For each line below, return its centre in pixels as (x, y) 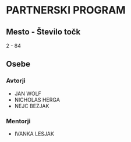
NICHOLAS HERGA (37, 99)
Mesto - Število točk (43, 32)
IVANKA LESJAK (34, 134)
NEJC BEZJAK (32, 106)
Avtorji (16, 81)
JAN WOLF (28, 93)
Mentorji (18, 121)
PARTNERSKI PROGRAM (66, 10)
